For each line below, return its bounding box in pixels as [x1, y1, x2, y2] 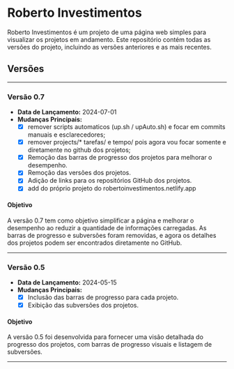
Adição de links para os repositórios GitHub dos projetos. [27, 176, 192, 185]
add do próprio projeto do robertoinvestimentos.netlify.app [27, 184, 196, 193]
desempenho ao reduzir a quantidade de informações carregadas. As [7, 223, 207, 232]
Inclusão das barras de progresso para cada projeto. [27, 293, 179, 301]
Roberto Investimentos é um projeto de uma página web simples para [7, 28, 207, 36]
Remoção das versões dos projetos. [27, 169, 131, 177]
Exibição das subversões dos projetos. [27, 301, 139, 309]
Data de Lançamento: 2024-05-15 [17, 278, 117, 287]
